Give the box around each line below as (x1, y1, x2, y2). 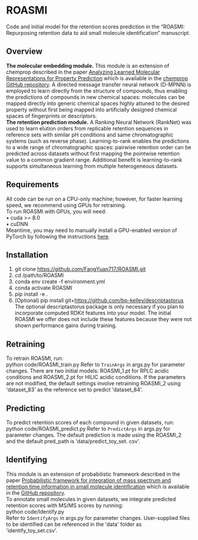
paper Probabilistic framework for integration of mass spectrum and (6, 476, 171, 484)
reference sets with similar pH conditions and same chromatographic (6, 131, 174, 138)
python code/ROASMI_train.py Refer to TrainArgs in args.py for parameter (6, 361, 186, 368)
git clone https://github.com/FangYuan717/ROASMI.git (14, 266, 146, 273)
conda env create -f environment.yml (14, 278, 105, 285)
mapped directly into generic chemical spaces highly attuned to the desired (6, 100, 190, 107)
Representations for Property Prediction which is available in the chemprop (6, 74, 189, 81)
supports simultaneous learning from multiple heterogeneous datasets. (6, 162, 179, 169)
